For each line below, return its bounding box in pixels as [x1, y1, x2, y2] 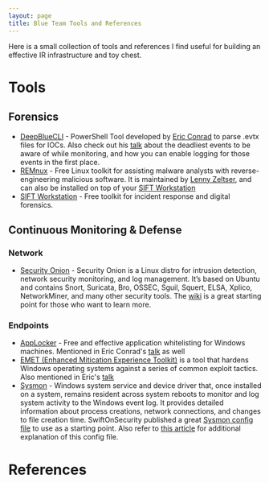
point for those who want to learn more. [19, 299, 152, 310]
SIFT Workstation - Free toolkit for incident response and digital [19, 191, 230, 201]
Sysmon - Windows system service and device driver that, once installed [19, 381, 262, 390]
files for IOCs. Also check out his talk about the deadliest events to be [19, 140, 251, 150]
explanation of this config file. [19, 432, 119, 442]
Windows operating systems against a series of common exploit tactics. [19, 364, 259, 374]
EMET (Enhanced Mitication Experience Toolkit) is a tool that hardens [19, 355, 249, 365]
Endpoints [8, 320, 50, 331]
